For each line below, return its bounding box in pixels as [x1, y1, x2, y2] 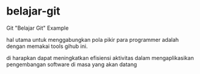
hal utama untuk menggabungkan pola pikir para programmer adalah [6, 36, 179, 43]
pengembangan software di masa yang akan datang [6, 61, 137, 68]
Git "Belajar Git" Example [6, 24, 69, 32]
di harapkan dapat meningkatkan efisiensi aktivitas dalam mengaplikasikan [6, 54, 194, 61]
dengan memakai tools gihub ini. [6, 42, 88, 50]
